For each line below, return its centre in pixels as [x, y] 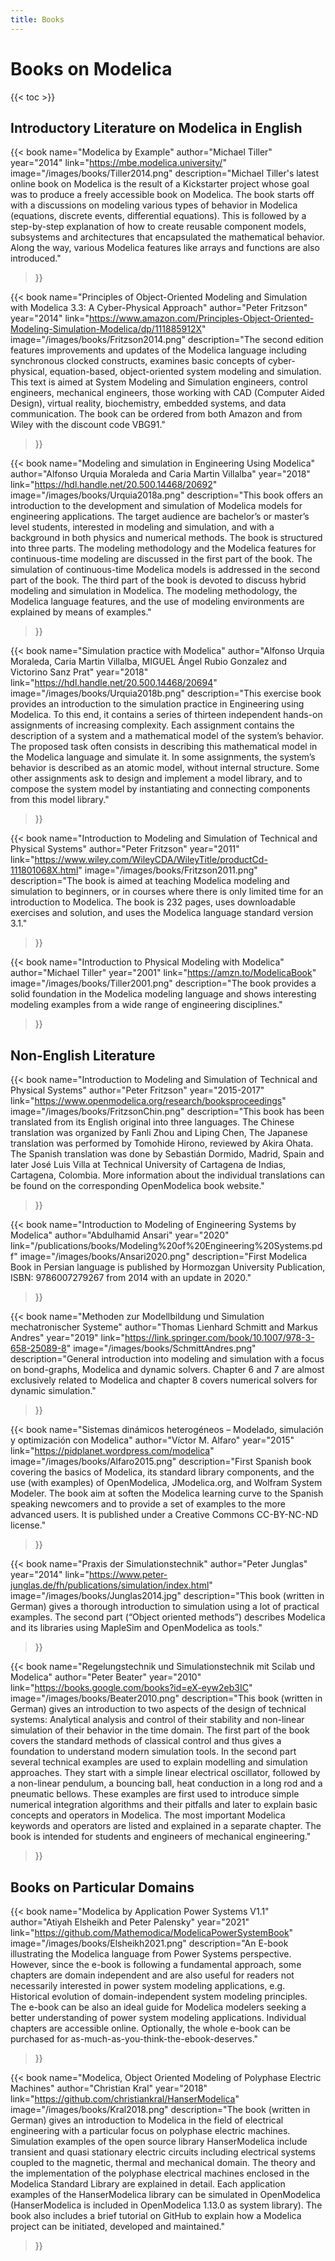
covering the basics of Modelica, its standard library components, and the [162, 1472]
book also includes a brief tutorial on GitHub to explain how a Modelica [156, 2215]
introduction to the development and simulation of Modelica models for [156, 506]
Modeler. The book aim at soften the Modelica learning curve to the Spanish [167, 1493]
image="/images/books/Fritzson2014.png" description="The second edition [167, 340]
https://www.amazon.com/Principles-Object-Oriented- [201, 318]
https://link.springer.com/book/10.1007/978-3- [219, 1338]
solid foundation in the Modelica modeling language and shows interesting [163, 994]
